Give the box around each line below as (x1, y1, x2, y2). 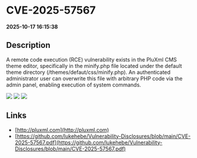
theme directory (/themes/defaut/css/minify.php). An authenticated (6, 69, 171, 76)
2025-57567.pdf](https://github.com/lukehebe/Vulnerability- (14, 138, 163, 146)
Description (6, 40, 50, 50)
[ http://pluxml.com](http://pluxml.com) (14, 126, 109, 133)
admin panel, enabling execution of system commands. (6, 81, 141, 88)
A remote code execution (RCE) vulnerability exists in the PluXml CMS (6, 56, 177, 63)
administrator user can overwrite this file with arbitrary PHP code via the (6, 75, 183, 82)
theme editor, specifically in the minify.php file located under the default (6, 62, 182, 69)
